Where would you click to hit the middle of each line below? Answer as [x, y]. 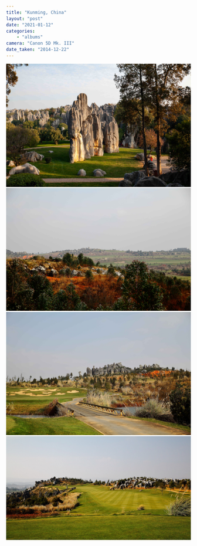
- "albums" [30, 37]
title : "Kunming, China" [36, 12]
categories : [21, 31]
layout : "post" [25, 18]
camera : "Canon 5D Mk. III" [40, 43]
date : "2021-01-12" [30, 25]
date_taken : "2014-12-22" [38, 50]
